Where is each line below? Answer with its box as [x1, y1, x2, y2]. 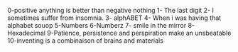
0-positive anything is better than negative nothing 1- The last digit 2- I [7, 6, 215, 14]
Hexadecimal [7, 28, 46, 37]
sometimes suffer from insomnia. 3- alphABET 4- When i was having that [7, 14, 222, 22]
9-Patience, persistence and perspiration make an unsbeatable [47, 28, 232, 37]
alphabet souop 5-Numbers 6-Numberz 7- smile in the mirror [7, 21, 187, 29]
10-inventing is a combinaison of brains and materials [7, 36, 163, 45]
